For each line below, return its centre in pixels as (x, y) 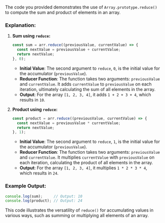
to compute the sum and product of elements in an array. (63, 12)
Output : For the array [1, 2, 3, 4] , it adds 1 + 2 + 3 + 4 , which (85, 94)
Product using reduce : (35, 109)
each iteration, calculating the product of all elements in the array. (86, 163)
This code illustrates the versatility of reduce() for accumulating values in (79, 210)
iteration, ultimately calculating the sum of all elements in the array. (88, 89)
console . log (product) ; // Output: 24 (44, 201)
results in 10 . (32, 100)
